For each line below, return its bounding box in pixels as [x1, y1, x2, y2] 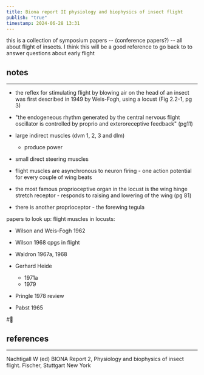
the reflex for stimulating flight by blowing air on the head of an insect [15, 89, 189, 96]
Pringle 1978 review [15, 292, 64, 300]
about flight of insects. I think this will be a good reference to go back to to [6, 43, 193, 50]
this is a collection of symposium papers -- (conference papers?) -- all [6, 37, 183, 44]
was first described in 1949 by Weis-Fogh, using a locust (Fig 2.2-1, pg [15, 95, 192, 103]
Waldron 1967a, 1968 [15, 251, 68, 258]
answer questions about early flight [6, 50, 95, 57]
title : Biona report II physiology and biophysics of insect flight [6, 8, 183, 15]
